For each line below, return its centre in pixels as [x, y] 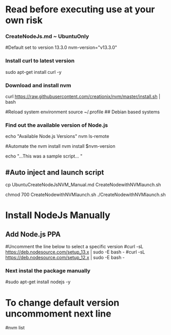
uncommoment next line [58, 313]
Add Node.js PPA [33, 234]
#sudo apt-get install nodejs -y [38, 282]
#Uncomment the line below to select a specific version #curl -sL [74, 247]
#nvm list [15, 328]
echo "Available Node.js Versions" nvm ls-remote [57, 136]
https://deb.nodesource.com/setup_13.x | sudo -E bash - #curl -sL [75, 252]
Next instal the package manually [48, 271]
